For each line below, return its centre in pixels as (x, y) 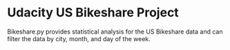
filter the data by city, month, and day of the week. (79, 38)
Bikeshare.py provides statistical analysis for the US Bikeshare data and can (115, 32)
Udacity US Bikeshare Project (93, 13)
